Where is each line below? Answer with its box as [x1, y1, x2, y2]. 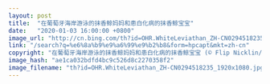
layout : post [8, 11, 52, 20]
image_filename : [8, 64, 63, 72]
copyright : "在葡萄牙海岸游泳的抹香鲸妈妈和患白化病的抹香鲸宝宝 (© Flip [8, 49, 231, 57]
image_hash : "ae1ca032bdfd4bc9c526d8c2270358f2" [8, 57, 174, 65]
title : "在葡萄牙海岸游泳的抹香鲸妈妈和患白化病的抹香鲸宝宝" [8, 19, 194, 27]
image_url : [8, 34, 45, 42]
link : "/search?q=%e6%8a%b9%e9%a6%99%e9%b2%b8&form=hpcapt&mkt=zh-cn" [8, 42, 250, 50]
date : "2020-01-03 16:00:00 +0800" [8, 26, 135, 34]
